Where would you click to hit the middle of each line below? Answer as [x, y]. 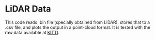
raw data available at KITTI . [32, 32]
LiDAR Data [28, 9]
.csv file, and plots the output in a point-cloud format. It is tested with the [78, 27]
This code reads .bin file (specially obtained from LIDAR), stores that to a [77, 22]
